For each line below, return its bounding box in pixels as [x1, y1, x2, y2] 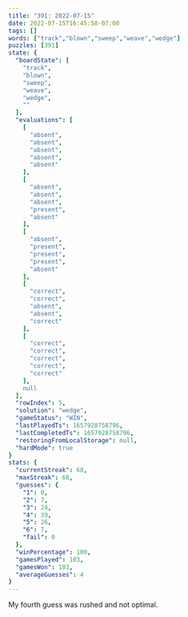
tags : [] [8, 26, 38, 34]
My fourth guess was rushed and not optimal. [8, 600, 158, 610]
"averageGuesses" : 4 [15, 571, 84, 579]
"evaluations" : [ [15, 116, 74, 124]
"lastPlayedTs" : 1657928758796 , [15, 421, 124, 429]
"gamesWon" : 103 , [15, 563, 74, 571]
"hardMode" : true [15, 444, 74, 452]
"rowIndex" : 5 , [15, 399, 66, 407]
